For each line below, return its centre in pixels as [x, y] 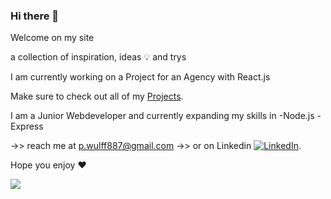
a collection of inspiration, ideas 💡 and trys [98, 57]
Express [27, 126]
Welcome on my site [52, 38]
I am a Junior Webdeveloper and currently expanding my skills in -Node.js [162, 116]
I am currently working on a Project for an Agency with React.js [140, 77]
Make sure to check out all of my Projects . [97, 96]
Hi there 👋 [35, 16]
